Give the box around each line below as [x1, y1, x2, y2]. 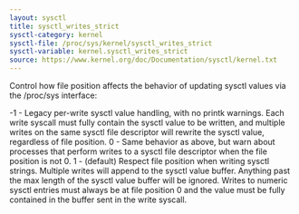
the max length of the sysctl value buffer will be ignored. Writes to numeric [9, 175, 288, 186]
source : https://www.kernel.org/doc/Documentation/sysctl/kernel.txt [9, 55, 278, 64]
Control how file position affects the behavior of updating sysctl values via [9, 81, 287, 91]
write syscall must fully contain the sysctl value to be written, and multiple [9, 117, 285, 128]
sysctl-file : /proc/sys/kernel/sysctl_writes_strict [9, 38, 213, 48]
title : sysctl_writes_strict [9, 22, 120, 31]
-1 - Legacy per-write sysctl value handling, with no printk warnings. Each [9, 108, 285, 118]
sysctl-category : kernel [9, 30, 103, 39]
